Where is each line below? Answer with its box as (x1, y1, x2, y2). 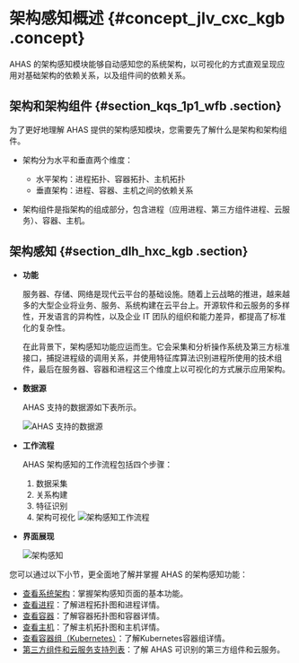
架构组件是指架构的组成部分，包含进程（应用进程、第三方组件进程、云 (22, 204, 283, 214)
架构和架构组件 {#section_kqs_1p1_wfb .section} (9, 99, 282, 114)
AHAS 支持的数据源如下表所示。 (22, 401, 142, 413)
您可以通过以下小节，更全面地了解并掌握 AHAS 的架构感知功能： (9, 569, 249, 580)
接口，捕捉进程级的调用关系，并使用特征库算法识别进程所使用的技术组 (22, 352, 283, 363)
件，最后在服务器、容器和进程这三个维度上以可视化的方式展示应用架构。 (22, 363, 290, 374)
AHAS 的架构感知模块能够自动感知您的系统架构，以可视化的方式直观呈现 (9, 58, 277, 69)
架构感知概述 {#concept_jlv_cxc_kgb (9, 8, 286, 29)
